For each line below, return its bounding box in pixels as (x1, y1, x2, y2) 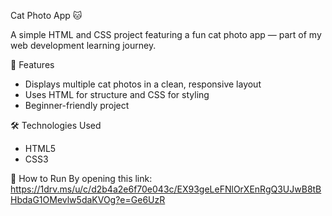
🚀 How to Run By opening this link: (10, 173, 153, 184)
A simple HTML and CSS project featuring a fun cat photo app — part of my (10, 29, 322, 40)
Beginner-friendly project (24, 100, 130, 111)
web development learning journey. (10, 40, 157, 51)
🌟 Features (10, 59, 55, 70)
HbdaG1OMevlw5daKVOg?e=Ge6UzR (10, 194, 166, 205)
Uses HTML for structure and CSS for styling (24, 89, 210, 100)
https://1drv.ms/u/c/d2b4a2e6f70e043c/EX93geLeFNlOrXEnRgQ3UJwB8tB (10, 183, 322, 195)
